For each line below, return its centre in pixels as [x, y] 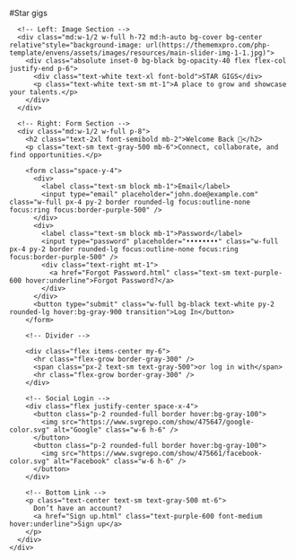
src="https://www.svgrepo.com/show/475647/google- [158, 422]
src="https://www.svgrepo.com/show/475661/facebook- [162, 453]
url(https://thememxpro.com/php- [208, 45]
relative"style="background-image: [76, 45]
